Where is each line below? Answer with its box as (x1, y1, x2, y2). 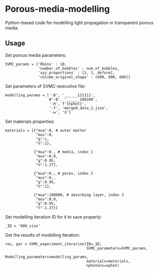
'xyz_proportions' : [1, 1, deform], (38, 70, 115, 75)
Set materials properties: (5, 118, 55, 124)
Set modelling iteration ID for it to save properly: (5, 214, 102, 219)
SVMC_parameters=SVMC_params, (86, 246, 148, 251)
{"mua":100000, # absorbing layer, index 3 (33, 192, 124, 197)
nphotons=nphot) (86, 263, 120, 268)
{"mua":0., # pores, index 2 (33, 171, 93, 176)
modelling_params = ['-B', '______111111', (5, 92, 96, 98)
